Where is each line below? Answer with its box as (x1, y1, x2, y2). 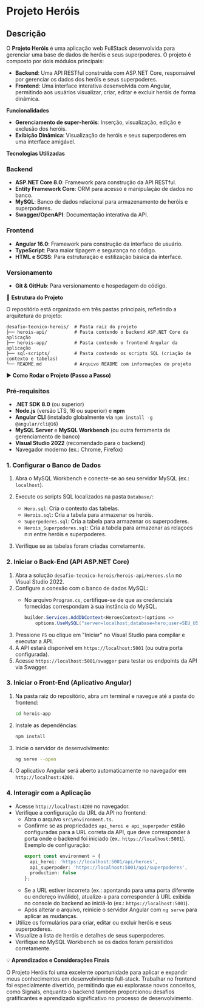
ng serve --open (15, 756, 56, 762)
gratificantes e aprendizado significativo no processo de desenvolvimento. (6, 995, 193, 1002)
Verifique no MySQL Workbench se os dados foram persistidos (15, 938, 173, 946)
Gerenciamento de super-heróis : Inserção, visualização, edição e (15, 119, 181, 126)
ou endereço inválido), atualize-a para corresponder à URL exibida (24, 893, 191, 900)
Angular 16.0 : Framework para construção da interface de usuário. (15, 240, 183, 247)
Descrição (6, 29, 46, 39)
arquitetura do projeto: (6, 312, 63, 319)
